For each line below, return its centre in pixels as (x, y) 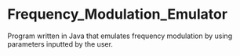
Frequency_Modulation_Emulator (118, 14)
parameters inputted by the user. (60, 44)
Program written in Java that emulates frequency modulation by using (120, 36)
